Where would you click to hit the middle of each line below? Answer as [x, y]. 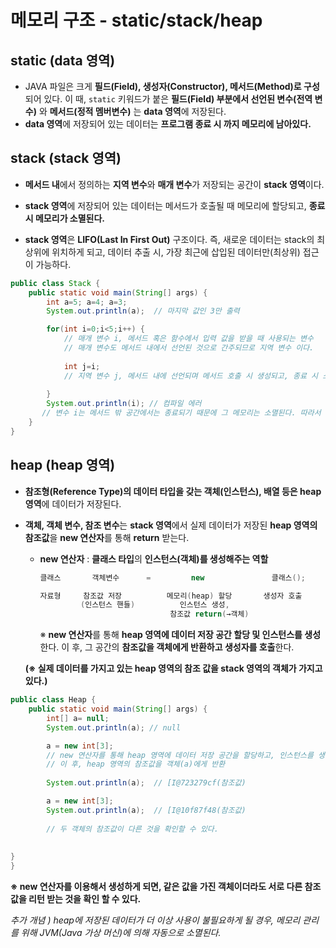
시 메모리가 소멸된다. [65, 218]
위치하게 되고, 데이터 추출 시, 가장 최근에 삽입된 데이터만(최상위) [176, 252]
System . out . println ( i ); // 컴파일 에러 [124, 404]
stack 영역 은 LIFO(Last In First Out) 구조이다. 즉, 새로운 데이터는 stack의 [169, 239]
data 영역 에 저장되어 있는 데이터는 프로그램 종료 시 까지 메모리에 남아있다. [168, 124]
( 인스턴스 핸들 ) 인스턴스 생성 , [155, 605]
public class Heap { [53, 700]
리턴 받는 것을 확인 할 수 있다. [85, 899]
